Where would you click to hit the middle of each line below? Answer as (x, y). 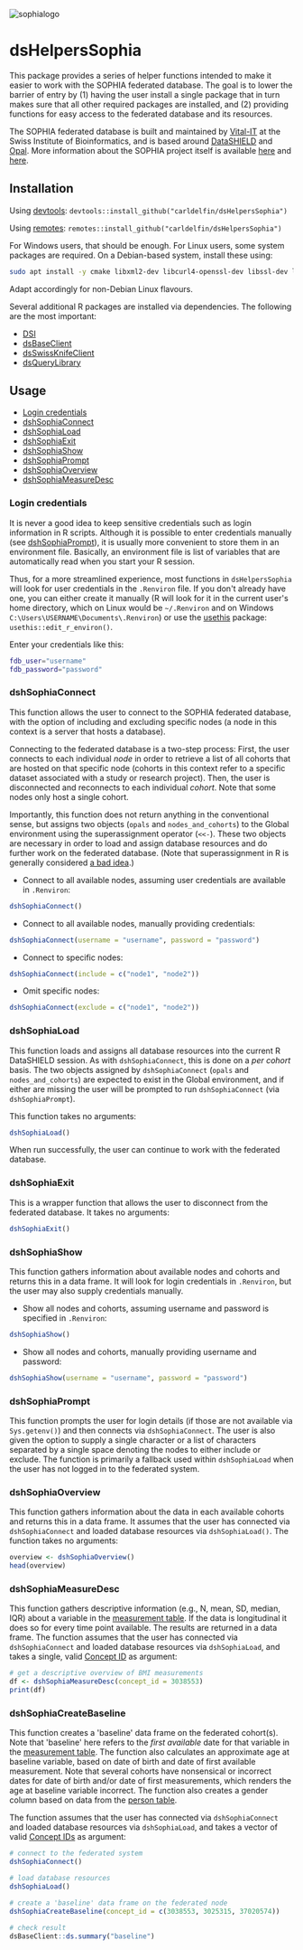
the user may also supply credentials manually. (96, 1291)
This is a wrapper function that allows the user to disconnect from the (139, 1202)
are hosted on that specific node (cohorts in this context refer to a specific (147, 768)
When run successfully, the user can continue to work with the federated (145, 1150)
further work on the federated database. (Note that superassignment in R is (149, 853)
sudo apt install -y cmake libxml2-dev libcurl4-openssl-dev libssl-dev (149, 271)
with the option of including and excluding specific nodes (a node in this (143, 721)
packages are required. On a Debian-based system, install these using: (141, 255)
